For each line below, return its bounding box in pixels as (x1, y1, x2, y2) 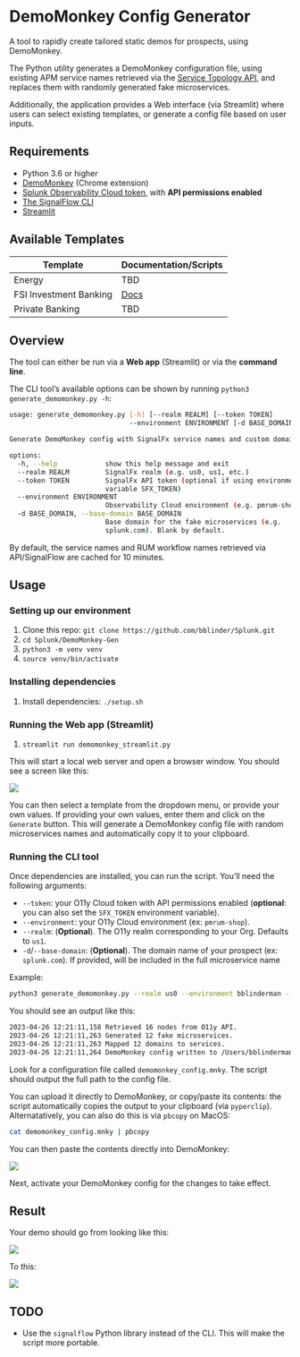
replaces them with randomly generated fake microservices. (9, 81, 230, 92)
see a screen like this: (9, 765, 89, 776)
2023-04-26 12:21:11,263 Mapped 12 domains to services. (9, 1039, 226, 1048)
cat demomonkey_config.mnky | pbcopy (9, 1127, 150, 1136)
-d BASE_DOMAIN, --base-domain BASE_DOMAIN (17, 509, 181, 518)
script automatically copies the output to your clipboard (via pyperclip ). (9, 1100, 272, 1111)
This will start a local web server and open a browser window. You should (9, 756, 279, 767)
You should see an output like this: (9, 1005, 136, 1017)
